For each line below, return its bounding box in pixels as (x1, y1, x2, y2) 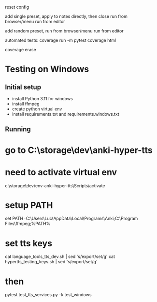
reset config (5, 4, 29, 10)
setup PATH (5, 199, 53, 211)
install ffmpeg (12, 101, 40, 106)
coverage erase (5, 47, 36, 52)
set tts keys (5, 238, 52, 249)
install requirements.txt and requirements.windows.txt (12, 111, 119, 117)
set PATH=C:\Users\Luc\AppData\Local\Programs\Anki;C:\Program (5, 215, 138, 222)
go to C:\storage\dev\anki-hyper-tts (5, 145, 153, 155)
